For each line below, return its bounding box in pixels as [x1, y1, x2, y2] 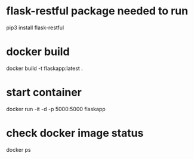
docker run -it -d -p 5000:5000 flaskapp [6, 105, 106, 112]
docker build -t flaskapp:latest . [6, 65, 84, 72]
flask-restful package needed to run [6, 4, 189, 18]
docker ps [6, 146, 31, 153]
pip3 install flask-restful [6, 24, 64, 31]
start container [6, 85, 82, 99]
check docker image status [6, 127, 144, 140]
